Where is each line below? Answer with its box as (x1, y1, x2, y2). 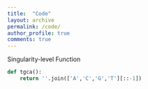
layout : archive (7, 17, 54, 24)
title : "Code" (7, 10, 52, 17)
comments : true (7, 36, 52, 43)
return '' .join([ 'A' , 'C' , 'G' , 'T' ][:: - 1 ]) (20, 75, 142, 82)
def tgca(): (7, 69, 42, 76)
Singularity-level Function (7, 55, 81, 63)
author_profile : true (7, 29, 71, 37)
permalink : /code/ (7, 23, 61, 30)
